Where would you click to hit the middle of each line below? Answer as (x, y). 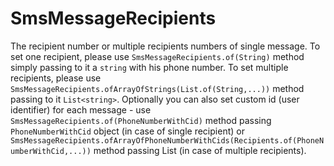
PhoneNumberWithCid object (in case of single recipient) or (127, 131)
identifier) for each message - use (81, 109)
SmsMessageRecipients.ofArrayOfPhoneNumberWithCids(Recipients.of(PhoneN (167, 140)
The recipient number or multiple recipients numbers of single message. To (165, 46)
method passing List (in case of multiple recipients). (200, 150)
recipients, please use (56, 78)
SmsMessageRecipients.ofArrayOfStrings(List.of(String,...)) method (157, 88)
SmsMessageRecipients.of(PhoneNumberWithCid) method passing (141, 120)
